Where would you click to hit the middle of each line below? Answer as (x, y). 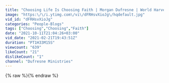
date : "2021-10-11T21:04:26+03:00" (43, 33)
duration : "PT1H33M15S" (30, 43)
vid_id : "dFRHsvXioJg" (29, 19)
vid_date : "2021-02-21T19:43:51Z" (41, 38)
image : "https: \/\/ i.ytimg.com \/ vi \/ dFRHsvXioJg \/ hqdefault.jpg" (75, 15)
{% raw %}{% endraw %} (32, 75)
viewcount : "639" (23, 47)
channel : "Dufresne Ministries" (39, 61)
